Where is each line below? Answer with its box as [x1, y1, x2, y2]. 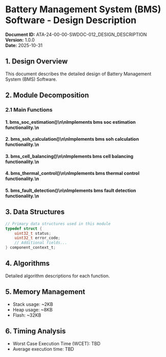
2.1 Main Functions [5, 106, 53, 114]
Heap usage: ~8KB [12, 306, 53, 313]
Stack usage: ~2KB [12, 301, 54, 307]
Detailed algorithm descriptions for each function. [5, 273, 110, 279]
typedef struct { [5, 226, 42, 231]
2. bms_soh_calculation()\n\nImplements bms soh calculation [5, 136, 139, 142]
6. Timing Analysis [5, 327, 66, 336]
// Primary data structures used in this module [5, 221, 111, 226]
